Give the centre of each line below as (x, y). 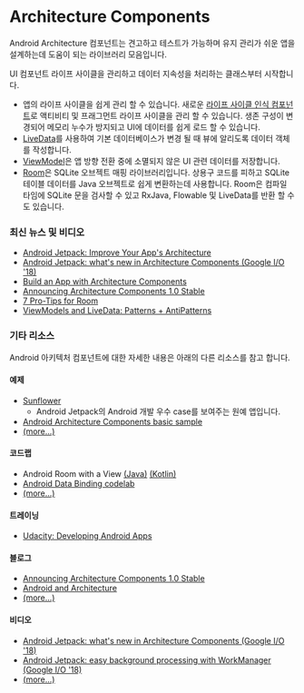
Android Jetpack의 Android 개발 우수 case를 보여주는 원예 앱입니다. (158, 411)
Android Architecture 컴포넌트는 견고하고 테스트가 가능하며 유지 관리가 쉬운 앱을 (152, 43)
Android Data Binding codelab (78, 483)
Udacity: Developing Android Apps (87, 536)
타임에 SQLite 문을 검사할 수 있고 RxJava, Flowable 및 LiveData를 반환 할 (154, 195)
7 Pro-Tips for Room (60, 301)
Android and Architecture (70, 589)
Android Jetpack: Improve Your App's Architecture (117, 252)
